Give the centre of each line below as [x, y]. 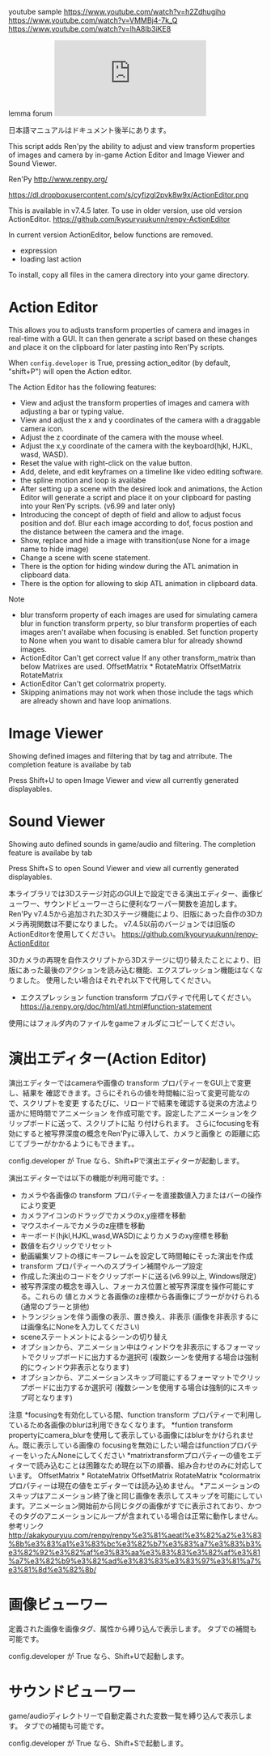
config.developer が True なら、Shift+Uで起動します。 [98, 1656]
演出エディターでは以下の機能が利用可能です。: [87, 1178]
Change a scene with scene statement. [85, 557]
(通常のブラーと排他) [55, 1306]
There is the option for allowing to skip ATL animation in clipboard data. [139, 583]
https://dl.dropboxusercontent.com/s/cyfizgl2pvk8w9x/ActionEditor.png [129, 195]
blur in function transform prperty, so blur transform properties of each [138, 623]
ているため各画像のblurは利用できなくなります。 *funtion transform [121, 1425]
